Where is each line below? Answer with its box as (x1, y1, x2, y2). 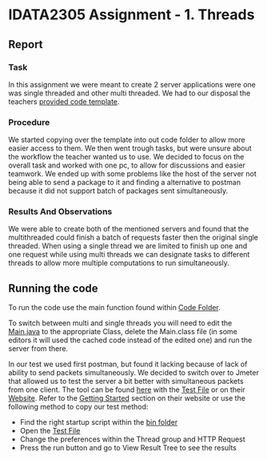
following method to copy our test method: (8, 402, 149, 412)
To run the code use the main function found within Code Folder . (8, 303, 221, 313)
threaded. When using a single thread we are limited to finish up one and (8, 241, 248, 251)
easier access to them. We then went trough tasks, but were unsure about (8, 143, 252, 153)
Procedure (8, 116, 50, 127)
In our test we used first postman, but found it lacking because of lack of (8, 359, 248, 369)
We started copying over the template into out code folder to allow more (8, 135, 245, 145)
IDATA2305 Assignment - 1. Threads (8, 6, 255, 24)
